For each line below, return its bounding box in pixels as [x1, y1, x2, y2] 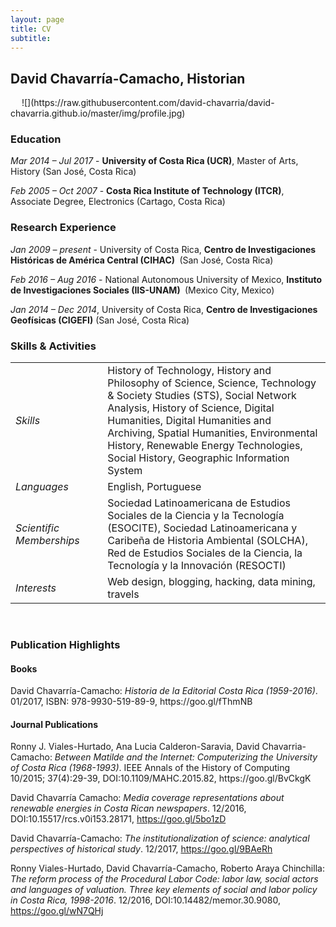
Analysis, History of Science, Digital [107, 401, 275, 415]
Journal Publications [10, 718, 99, 730]
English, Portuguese [107, 480, 202, 494]
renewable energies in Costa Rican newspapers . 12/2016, [10, 802, 247, 815]
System [107, 464, 143, 478]
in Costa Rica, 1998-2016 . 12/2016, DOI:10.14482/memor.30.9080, [10, 894, 281, 906]
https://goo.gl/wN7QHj [10, 905, 104, 917]
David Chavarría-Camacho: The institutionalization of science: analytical [10, 832, 310, 845]
